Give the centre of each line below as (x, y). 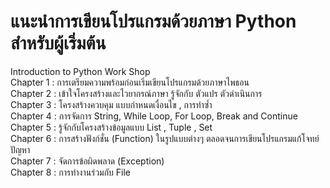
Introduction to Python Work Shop (80, 71)
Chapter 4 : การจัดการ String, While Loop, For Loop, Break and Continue (154, 116)
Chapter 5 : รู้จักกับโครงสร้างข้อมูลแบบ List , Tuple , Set (111, 127)
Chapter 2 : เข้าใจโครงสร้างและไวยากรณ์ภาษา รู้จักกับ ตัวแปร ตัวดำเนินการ (136, 93)
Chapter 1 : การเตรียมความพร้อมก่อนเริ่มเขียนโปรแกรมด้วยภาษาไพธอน (130, 82)
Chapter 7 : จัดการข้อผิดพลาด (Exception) (87, 161)
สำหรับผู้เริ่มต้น (58, 43)
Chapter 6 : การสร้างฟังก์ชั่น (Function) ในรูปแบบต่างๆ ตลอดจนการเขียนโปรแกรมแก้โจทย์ (165, 138)
